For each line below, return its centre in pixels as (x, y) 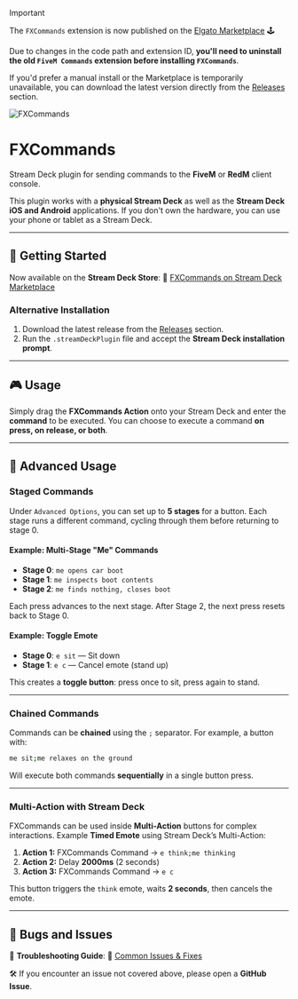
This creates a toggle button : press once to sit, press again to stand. (134, 682)
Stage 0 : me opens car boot (73, 570)
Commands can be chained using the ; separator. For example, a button (141, 733)
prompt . (37, 348)
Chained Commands (54, 713)
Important (27, 13)
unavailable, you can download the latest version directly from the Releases (147, 87)
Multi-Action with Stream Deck (77, 807)
